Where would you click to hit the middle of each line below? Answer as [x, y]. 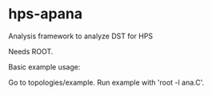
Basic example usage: [44, 67]
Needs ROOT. [31, 51]
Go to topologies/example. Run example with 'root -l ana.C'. [106, 82]
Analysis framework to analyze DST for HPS [81, 36]
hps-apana [45, 14]
